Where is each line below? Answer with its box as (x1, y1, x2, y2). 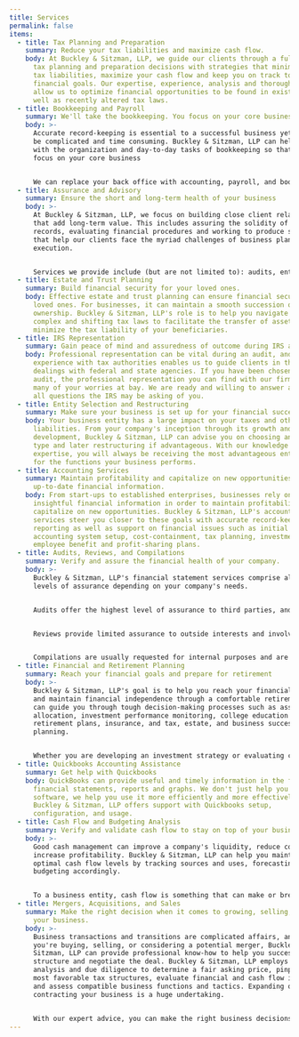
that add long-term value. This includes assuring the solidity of (32, 219, 289, 228)
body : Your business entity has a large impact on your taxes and (25, 416, 277, 425)
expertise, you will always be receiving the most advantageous (32, 449, 277, 458)
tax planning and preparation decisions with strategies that (32, 63, 269, 72)
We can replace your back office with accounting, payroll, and (32, 177, 277, 187)
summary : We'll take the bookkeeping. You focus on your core (25, 112, 261, 121)
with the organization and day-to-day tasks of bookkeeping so (32, 145, 273, 154)
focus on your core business (32, 153, 141, 163)
